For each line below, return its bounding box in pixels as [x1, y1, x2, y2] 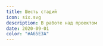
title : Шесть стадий [6, 8, 58, 15]
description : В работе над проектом [6, 20, 97, 26]
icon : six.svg [6, 14, 42, 20]
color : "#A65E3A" [6, 31, 49, 37]
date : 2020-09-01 [6, 25, 49, 32]
